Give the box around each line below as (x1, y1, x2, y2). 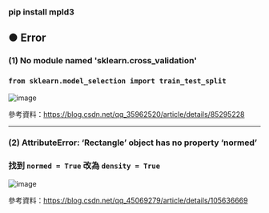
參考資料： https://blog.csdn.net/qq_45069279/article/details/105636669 (8, 195, 248, 205)
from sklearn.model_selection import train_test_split (8, 77, 227, 86)
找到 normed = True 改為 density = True (8, 160, 161, 171)
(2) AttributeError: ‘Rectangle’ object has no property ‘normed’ (8, 137, 258, 148)
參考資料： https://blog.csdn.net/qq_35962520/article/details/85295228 (8, 109, 245, 119)
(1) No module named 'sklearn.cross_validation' (8, 55, 198, 66)
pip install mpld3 (8, 6, 74, 18)
